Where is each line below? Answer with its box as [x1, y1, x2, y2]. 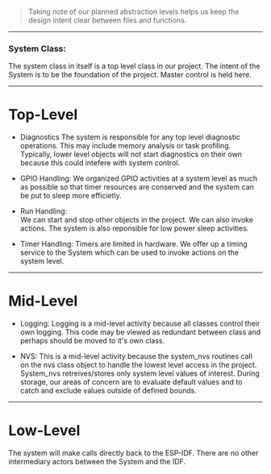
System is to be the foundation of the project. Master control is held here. [8, 70, 252, 80]
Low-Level [8, 422, 81, 440]
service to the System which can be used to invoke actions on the [19, 247, 240, 257]
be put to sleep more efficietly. [19, 191, 123, 201]
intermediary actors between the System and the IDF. [8, 457, 186, 467]
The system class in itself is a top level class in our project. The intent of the [8, 61, 261, 71]
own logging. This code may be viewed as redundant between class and [19, 327, 261, 337]
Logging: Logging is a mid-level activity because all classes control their [19, 318, 261, 329]
